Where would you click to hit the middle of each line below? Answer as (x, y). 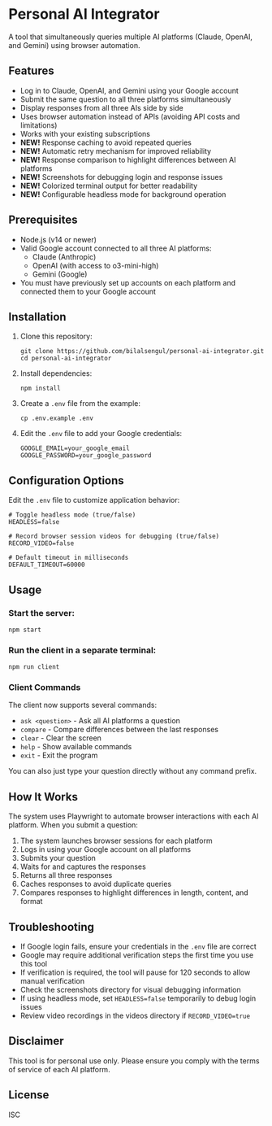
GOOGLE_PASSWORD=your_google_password (86, 456)
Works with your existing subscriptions (85, 133)
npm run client (34, 667)
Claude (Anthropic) (64, 256)
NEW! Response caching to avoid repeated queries (106, 142)
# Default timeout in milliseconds (69, 558)
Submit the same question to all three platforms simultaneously (125, 99)
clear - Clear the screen (60, 738)
